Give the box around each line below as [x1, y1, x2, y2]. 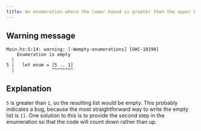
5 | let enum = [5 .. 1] [6, 62, 74, 68]
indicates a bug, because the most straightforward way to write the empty [6, 105, 188, 113]
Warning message [6, 31, 76, 41]
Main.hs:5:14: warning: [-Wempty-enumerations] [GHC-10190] [6, 46, 160, 52]
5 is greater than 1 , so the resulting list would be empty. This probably [6, 99, 178, 107]
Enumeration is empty [17, 52, 71, 58]
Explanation [6, 83, 52, 93]
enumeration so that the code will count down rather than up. [6, 118, 157, 126]
